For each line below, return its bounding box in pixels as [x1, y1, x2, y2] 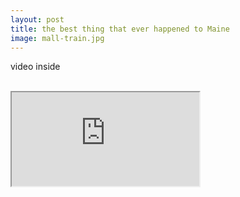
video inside [10, 61, 61, 73]
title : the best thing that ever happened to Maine [10, 24, 230, 34]
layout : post [10, 14, 65, 25]
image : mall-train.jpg [10, 33, 105, 43]
